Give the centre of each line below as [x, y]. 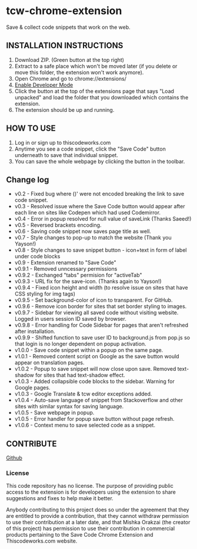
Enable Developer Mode [44, 85]
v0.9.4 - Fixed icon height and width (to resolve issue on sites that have [101, 288]
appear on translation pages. [49, 362]
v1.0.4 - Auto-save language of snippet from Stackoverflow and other [99, 400]
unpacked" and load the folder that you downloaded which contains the [101, 97]
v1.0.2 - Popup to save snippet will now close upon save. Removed [95, 369]
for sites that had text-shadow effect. [80, 375]
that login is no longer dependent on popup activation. [80, 344]
